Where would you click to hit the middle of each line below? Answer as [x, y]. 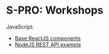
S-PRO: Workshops [55, 10]
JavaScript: [20, 27]
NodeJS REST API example [48, 45]
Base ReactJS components [48, 38]
